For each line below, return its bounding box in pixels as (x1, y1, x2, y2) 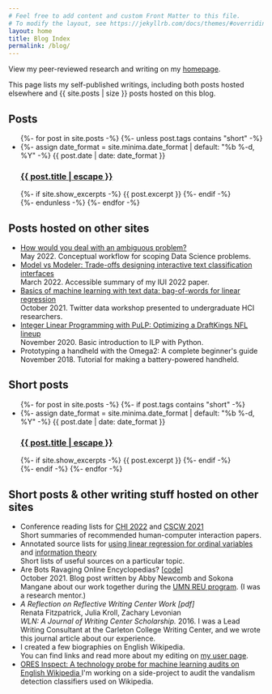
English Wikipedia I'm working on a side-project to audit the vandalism (19, 667, 255, 677)
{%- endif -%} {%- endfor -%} (19, 464, 123, 474)
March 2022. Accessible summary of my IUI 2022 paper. (19, 277, 210, 287)
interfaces (19, 269, 54, 279)
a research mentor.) (19, 590, 87, 600)
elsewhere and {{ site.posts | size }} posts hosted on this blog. (8, 88, 216, 98)
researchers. (19, 312, 63, 321)
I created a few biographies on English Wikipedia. (19, 641, 185, 652)
